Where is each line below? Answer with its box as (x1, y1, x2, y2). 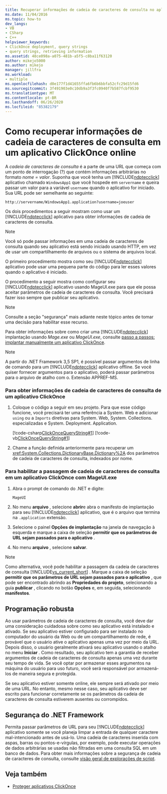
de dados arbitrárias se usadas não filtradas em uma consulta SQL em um (5, 745, 157, 751)
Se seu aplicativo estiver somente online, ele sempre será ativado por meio (5, 681, 159, 686)
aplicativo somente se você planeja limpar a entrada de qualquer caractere (5, 729, 159, 735)
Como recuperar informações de (5, 126, 143, 137)
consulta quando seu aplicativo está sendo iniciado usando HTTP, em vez (5, 243, 157, 249)
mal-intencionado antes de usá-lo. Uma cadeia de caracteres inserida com (5, 735, 159, 741)
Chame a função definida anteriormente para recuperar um (12, 445, 134, 451)
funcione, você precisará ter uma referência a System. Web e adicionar (12, 410, 158, 416)
